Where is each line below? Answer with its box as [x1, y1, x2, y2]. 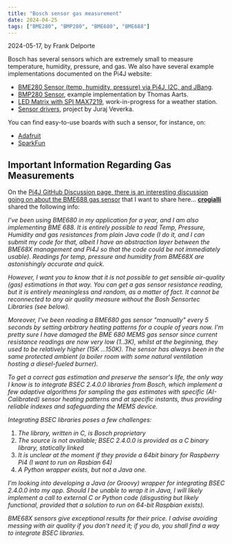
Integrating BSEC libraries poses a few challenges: [8, 416, 152, 424]
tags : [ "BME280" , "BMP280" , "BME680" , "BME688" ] [8, 23, 150, 30]
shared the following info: [8, 202, 80, 211]
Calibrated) [8, 395, 41, 404]
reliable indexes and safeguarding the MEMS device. [8, 402, 158, 410]
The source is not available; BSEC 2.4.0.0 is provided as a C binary [17, 437, 209, 445]
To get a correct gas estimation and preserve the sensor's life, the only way [8, 373, 223, 381]
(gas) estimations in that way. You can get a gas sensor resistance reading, [8, 280, 223, 289]
